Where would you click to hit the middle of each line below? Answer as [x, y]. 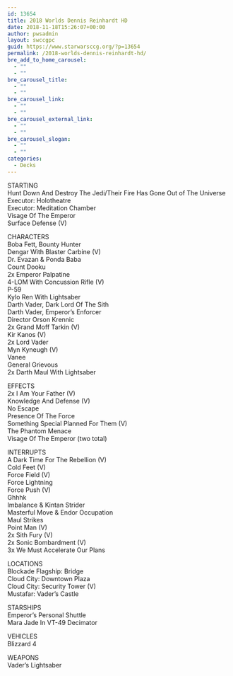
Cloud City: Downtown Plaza [49, 578]
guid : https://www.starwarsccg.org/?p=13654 [74, 47]
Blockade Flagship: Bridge [46, 571]
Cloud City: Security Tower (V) [52, 586]
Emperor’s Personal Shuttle [47, 615]
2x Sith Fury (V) [30, 534]
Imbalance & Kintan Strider [46, 505]
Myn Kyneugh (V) [33, 349]
